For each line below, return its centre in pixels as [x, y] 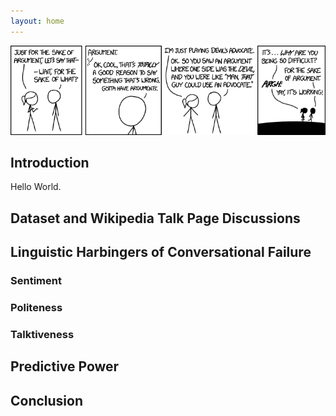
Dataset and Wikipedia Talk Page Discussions [155, 218]
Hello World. [36, 187]
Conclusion [47, 400]
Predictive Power [65, 366]
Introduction [50, 163]
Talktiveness [42, 334]
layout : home [37, 21]
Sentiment [36, 281]
